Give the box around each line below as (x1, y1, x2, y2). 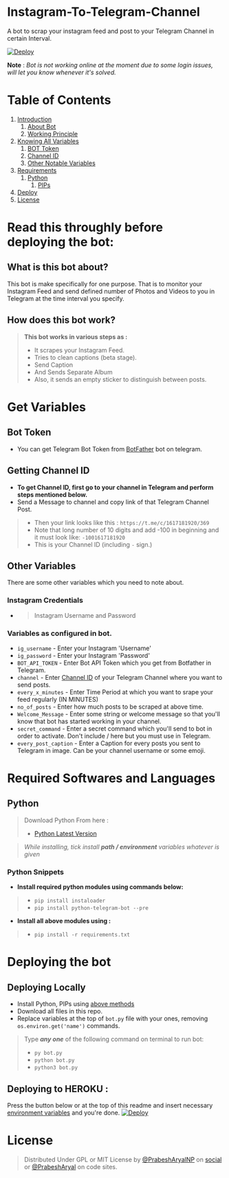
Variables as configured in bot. (7, 628, 112, 638)
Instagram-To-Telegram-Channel (7, 4, 201, 20)
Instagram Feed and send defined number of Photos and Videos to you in (7, 287, 215, 295)
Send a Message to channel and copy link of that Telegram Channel (17, 497, 210, 506)
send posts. (17, 681, 51, 689)
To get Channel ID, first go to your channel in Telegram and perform (17, 483, 214, 491)
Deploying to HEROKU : (7, 1083, 109, 1095)
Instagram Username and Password (34, 611, 136, 619)
